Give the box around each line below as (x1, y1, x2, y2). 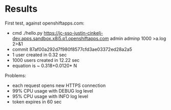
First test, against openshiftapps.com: (5, 20, 85, 26)
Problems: (5, 72, 27, 78)
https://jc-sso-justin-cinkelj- (44, 30, 103, 36)
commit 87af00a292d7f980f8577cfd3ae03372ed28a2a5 (12, 46, 133, 52)
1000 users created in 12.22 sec (12, 57, 80, 63)
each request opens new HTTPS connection (12, 82, 106, 89)
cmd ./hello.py (12, 30, 43, 36)
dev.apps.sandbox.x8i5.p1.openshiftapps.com (12, 35, 109, 41)
